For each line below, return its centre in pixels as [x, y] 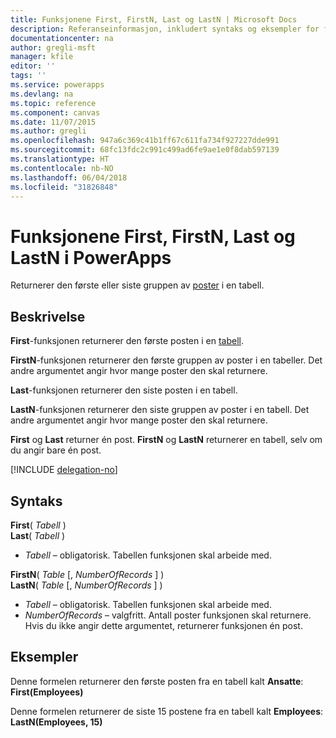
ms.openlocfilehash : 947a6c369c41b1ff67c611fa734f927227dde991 [145, 141]
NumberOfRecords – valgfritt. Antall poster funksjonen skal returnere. [168, 615]
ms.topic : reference [53, 103]
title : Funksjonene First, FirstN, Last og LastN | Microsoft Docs [154, 19]
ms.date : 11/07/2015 [53, 122]
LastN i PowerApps [91, 257]
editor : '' [33, 66]
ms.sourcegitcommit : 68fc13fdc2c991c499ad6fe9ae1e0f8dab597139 [145, 150]
